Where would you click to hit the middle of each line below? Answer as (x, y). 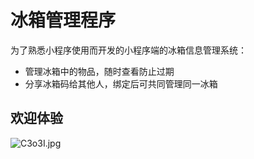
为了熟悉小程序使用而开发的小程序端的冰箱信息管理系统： (128, 50)
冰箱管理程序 (63, 20)
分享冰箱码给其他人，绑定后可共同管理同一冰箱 (121, 83)
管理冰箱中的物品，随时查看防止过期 (99, 71)
